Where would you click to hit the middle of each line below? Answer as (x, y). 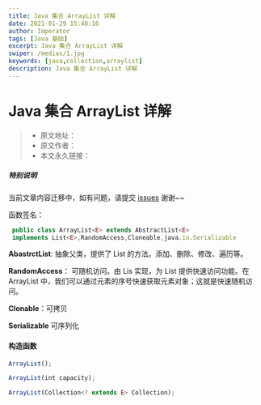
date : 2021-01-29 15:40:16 (54, 23)
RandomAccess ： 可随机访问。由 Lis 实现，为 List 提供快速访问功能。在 (129, 271)
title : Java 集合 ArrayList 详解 (62, 16)
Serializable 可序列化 (44, 326)
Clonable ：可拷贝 (38, 309)
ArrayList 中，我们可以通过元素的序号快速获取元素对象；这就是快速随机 (127, 281)
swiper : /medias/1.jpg (46, 53)
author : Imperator (39, 31)
